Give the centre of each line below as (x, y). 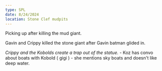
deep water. (17, 63)
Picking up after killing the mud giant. (43, 33)
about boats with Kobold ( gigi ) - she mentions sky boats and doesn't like (81, 58)
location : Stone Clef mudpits (37, 19)
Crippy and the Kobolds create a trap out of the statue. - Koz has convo (79, 52)
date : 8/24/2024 (22, 14)
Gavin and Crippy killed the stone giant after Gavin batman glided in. (75, 43)
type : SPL (15, 10)
